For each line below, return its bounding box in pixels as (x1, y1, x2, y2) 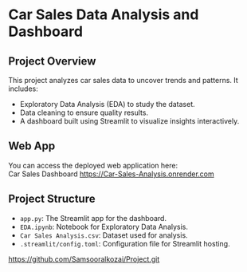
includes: (8, 84, 38, 93)
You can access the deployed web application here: (8, 160, 178, 170)
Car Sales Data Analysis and (8, 6, 199, 24)
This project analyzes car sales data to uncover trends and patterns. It (8, 76, 239, 85)
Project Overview (8, 54, 96, 68)
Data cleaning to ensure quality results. (19, 108, 149, 117)
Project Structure (8, 192, 96, 206)
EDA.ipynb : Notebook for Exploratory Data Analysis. (19, 222, 189, 231)
